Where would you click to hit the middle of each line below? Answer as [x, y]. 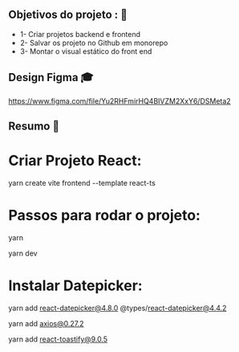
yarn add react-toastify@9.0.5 [58, 339]
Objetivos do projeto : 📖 [68, 15]
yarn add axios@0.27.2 [46, 323]
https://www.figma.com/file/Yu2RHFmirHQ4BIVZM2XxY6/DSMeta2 [119, 100]
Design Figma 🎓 [51, 78]
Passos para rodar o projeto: [104, 216]
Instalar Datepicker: [75, 286]
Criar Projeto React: [75, 161]
